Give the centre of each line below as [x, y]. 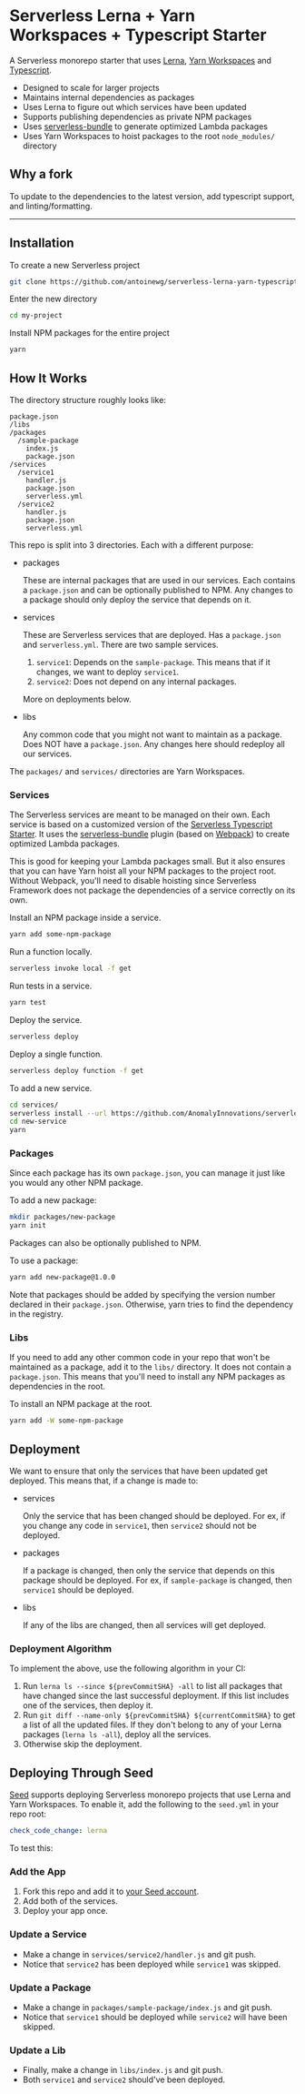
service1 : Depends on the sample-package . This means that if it [153, 662]
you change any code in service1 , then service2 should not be [139, 1526]
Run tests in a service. [51, 986]
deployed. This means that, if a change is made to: [104, 1481]
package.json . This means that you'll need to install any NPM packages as [148, 1377]
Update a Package [50, 1988]
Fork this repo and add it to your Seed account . [111, 1892]
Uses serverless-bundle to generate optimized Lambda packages [145, 126]
